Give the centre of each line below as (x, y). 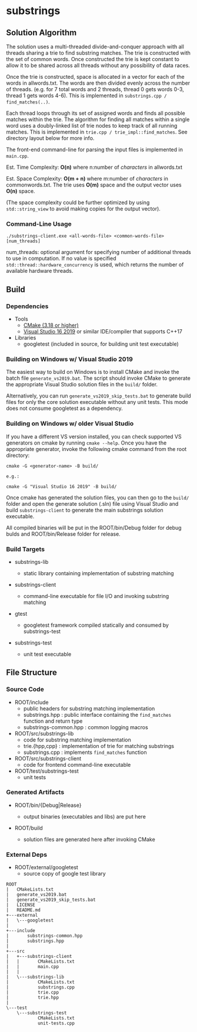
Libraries (25, 338)
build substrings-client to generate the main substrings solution (85, 510)
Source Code (25, 689)
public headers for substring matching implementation (89, 708)
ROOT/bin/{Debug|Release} (48, 805)
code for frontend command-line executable (77, 764)
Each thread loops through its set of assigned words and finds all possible (96, 113)
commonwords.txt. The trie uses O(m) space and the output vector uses (94, 185)
